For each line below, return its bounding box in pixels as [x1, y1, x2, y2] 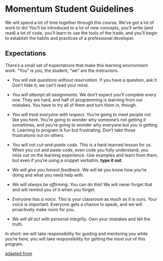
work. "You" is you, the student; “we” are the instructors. [5, 67, 119, 73]
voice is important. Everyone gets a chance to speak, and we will [12, 201, 143, 207]
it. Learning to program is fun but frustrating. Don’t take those [12, 127, 136, 133]
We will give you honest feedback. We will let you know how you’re [12, 167, 147, 173]
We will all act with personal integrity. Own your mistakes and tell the [12, 216, 151, 222]
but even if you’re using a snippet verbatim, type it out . [12, 157, 123, 163]
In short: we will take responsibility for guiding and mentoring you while [5, 231, 148, 237]
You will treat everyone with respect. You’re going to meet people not [12, 111, 151, 117]
